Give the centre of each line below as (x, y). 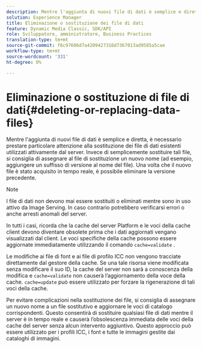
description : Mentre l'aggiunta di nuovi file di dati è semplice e (94, 12)
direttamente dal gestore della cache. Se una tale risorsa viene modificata (98, 263)
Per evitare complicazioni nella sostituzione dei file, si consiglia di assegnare (101, 300)
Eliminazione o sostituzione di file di (98, 97)
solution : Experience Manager (44, 17)
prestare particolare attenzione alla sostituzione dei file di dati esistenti (94, 146)
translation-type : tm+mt (37, 40)
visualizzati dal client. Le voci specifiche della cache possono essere (91, 238)
